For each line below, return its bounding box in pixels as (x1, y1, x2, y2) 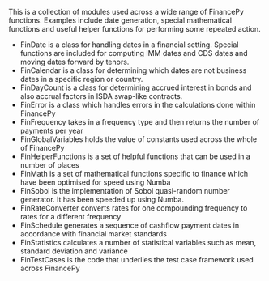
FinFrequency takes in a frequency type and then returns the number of (19, 117, 260, 126)
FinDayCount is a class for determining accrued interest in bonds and (19, 83, 252, 92)
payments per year (19, 126, 83, 135)
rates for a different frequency (19, 212, 122, 221)
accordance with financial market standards (19, 229, 168, 238)
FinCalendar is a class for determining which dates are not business (19, 66, 247, 75)
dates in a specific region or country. (19, 75, 143, 83)
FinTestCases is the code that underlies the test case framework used (19, 255, 254, 264)
